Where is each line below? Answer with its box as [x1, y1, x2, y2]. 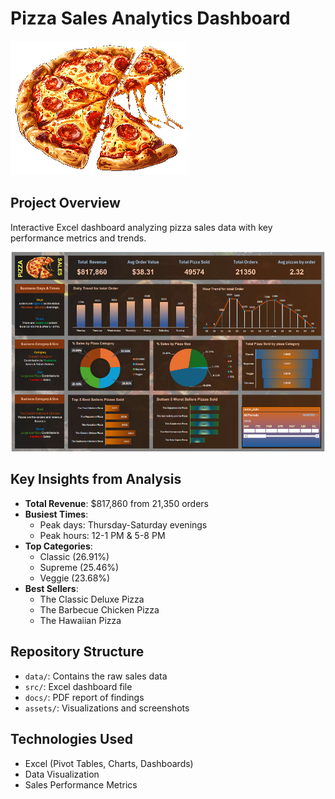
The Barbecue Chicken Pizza [39, 603, 160, 616]
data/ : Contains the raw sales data [24, 670, 168, 682]
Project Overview [10, 195, 121, 212]
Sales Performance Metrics [24, 778, 138, 791]
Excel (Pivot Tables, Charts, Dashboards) [24, 757, 194, 769]
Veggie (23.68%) [39, 572, 111, 584]
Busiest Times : [24, 508, 89, 520]
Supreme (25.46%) [39, 561, 120, 573]
